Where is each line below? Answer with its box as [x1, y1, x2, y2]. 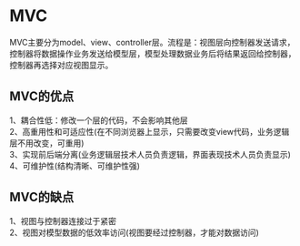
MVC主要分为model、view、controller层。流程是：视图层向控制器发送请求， [9, 36, 295, 47]
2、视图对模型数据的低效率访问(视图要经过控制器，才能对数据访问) [9, 227, 259, 238]
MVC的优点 [9, 88, 75, 105]
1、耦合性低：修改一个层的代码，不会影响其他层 [9, 115, 188, 126]
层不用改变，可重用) [9, 138, 85, 149]
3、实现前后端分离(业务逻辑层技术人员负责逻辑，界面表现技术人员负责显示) [9, 149, 291, 159]
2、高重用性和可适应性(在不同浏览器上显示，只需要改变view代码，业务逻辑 [9, 126, 290, 137]
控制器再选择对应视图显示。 [9, 59, 114, 70]
